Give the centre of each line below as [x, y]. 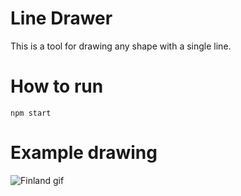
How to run [57, 86]
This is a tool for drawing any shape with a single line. [121, 46]
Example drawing [84, 153]
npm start [31, 113]
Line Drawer [61, 18]
